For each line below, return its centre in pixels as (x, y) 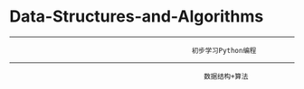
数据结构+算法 (226, 76)
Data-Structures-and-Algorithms (137, 17)
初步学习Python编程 (224, 50)
